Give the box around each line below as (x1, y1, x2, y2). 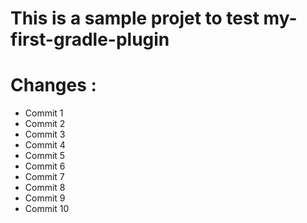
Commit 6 (24, 160, 66, 172)
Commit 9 (24, 192, 66, 204)
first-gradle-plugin (10, 28, 170, 51)
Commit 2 (24, 118, 66, 130)
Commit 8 (24, 182, 66, 194)
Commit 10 (24, 203, 70, 215)
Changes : (10, 74, 97, 97)
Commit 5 (24, 150, 66, 162)
